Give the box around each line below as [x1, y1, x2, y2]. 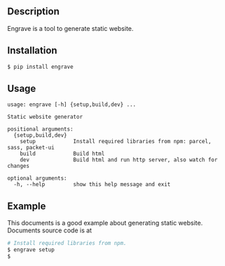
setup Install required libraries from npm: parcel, [20, 138, 212, 145]
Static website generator [7, 114, 83, 121]
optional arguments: [7, 175, 68, 182]
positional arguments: [7, 126, 74, 133]
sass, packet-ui [7, 144, 55, 152]
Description [7, 6, 60, 18]
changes [7, 163, 30, 170]
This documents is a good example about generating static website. [7, 219, 203, 227]
